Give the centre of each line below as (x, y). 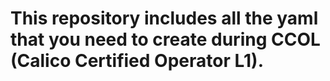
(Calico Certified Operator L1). (137, 61)
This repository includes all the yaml (164, 18)
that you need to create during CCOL (165, 39)
